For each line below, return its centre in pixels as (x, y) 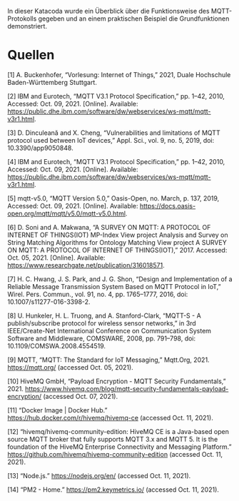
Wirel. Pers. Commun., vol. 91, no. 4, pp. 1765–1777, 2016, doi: (98, 294)
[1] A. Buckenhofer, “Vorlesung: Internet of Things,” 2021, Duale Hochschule (119, 74)
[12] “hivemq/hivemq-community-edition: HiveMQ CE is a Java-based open (118, 431)
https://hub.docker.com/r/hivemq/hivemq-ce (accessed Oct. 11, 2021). (111, 417)
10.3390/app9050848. (40, 148)
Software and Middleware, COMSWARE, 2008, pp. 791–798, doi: (102, 338)
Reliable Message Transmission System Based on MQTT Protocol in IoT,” (114, 286)
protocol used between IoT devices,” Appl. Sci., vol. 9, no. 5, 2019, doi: (111, 140)
